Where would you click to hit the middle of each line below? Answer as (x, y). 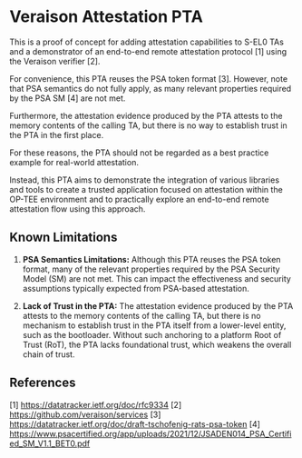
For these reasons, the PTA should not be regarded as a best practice (139, 153)
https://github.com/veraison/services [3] (85, 414)
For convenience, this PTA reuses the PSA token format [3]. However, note (149, 78)
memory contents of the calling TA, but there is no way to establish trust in (148, 125)
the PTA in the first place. (57, 134)
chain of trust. (49, 354)
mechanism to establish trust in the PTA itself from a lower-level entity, (154, 325)
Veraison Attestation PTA (107, 17)
